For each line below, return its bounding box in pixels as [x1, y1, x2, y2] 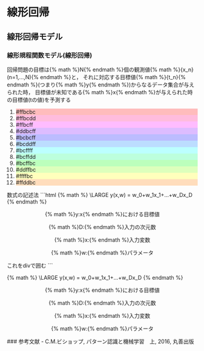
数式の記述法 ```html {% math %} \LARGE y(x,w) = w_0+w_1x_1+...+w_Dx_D [7, 191, 193, 198]
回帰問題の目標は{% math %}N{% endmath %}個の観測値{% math [7, 66, 172, 73]
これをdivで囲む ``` [7, 262, 53, 269]
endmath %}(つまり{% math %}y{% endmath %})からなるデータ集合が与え [7, 81, 195, 88]
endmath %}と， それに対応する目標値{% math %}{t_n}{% [39, 73, 186, 80]
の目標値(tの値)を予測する [7, 96, 71, 103]
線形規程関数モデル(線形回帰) [7, 51, 93, 59]
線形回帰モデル [7, 31, 63, 42]
